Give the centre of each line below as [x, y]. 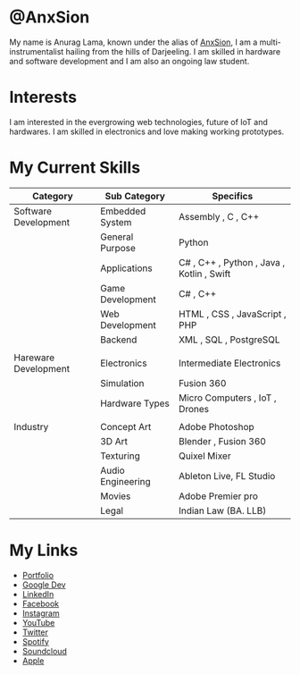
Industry [31, 426]
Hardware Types [134, 403]
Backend [118, 340]
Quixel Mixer [204, 456]
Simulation [122, 383]
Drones [194, 409]
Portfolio [38, 575]
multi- [270, 42]
